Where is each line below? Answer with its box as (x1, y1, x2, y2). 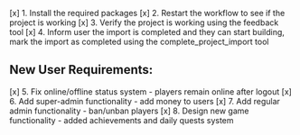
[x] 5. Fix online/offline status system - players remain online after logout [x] (9, 85, 292, 97)
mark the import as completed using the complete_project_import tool (9, 36, 269, 47)
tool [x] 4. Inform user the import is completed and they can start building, (9, 27, 285, 37)
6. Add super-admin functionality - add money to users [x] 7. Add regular (9, 95, 280, 106)
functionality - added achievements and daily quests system (9, 114, 234, 125)
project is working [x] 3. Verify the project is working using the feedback (9, 17, 279, 28)
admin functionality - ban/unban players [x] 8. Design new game (9, 105, 249, 116)
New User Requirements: (9, 62, 154, 77)
